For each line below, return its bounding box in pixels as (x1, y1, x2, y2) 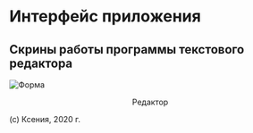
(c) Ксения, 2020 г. (9, 114, 81, 124)
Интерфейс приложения (9, 6, 201, 27)
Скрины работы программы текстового (9, 42, 245, 57)
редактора (9, 55, 73, 71)
